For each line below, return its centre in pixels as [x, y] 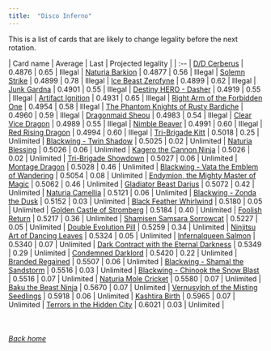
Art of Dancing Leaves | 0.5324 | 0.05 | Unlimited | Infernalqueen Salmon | [132, 235]
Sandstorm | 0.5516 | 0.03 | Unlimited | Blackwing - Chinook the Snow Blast [134, 270]
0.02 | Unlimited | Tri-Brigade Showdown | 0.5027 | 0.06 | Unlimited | [123, 158]
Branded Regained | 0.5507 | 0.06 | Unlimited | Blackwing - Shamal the [126, 261]
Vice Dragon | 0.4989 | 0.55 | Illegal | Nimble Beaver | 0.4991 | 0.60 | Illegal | [135, 123]
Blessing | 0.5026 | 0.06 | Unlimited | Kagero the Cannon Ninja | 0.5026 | [129, 149]
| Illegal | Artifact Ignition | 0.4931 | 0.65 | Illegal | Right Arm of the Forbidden [135, 97]
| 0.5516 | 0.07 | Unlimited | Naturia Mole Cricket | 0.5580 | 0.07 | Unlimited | [135, 278]
